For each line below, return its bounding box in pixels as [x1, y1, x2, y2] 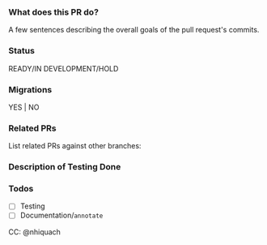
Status [8, 45, 35, 57]
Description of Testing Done [8, 161, 121, 173]
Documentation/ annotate [19, 210, 104, 221]
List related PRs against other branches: [8, 141, 142, 151]
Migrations [8, 84, 53, 95]
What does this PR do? [8, 6, 100, 18]
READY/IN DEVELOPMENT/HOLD [8, 63, 119, 73]
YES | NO [8, 102, 40, 112]
